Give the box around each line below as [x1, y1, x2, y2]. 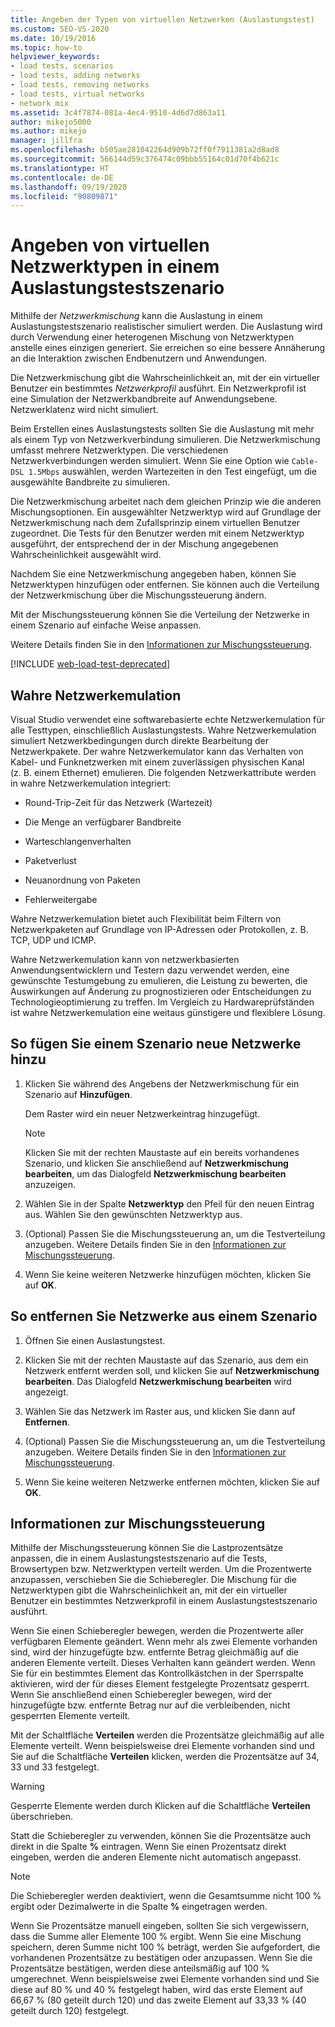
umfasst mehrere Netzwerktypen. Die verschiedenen [10, 444, 229, 456]
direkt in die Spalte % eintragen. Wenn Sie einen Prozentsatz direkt [10, 1841, 287, 1853]
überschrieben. [10, 1811, 73, 1823]
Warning [10, 1781, 45, 1793]
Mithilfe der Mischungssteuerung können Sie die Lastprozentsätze [10, 1542, 284, 1554]
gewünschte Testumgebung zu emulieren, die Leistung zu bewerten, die [10, 975, 308, 986]
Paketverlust [24, 855, 77, 866]
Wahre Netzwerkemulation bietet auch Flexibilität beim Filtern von [10, 913, 282, 925]
